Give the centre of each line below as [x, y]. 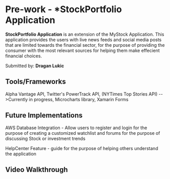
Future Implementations [44, 115]
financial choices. [24, 56]
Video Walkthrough [37, 170]
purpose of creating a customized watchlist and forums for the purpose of [83, 133]
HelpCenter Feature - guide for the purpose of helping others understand [82, 148]
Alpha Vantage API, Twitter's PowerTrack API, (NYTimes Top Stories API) [81, 94]
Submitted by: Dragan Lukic [35, 66]
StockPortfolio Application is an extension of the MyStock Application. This [85, 34]
